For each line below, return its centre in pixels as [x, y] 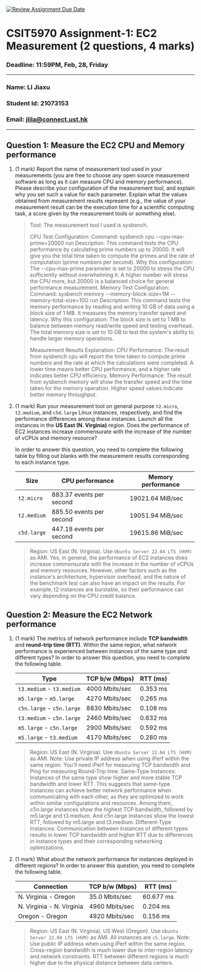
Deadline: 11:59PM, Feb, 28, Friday [57, 65]
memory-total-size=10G [59, 300]
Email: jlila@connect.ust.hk [47, 120]
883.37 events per [78, 495]
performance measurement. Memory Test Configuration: [100, 288]
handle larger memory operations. [72, 339]
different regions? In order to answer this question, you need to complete [105, 865]
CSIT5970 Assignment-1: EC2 [82, 34]
